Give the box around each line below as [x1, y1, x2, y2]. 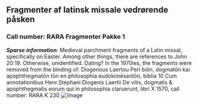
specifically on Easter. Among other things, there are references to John [6, 53, 188, 60]
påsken [6, 15, 35, 25]
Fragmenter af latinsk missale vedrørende [6, 5, 169, 15]
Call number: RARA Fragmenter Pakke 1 [6, 33, 126, 41]
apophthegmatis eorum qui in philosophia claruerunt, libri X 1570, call [6, 85, 180, 92]
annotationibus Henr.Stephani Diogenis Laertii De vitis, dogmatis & [6, 78, 172, 86]
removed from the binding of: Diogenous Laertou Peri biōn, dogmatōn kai [6, 66, 190, 73]
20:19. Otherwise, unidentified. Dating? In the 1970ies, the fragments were [6, 59, 192, 66]
